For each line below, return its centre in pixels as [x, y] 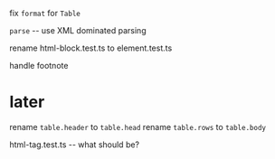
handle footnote [39, 65]
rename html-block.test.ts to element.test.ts [91, 48]
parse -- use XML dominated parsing [78, 30]
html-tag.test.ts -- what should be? [75, 145]
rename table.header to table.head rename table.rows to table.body [138, 126]
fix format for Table [45, 13]
